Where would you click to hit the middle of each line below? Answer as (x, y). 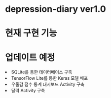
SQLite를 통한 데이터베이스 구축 (42, 72)
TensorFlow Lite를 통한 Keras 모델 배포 (50, 78)
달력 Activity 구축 (28, 91)
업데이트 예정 (30, 57)
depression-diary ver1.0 (55, 9)
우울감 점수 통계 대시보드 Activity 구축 (48, 84)
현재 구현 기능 (31, 33)
